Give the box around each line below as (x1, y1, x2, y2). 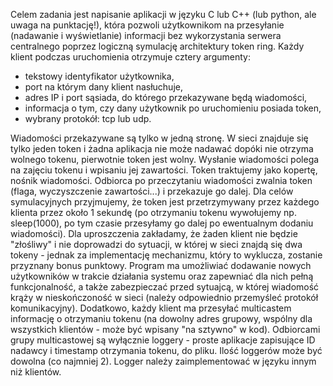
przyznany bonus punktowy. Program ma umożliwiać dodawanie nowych (10, 260, 312, 271)
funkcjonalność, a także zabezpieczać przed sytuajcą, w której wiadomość (10, 281, 320, 293)
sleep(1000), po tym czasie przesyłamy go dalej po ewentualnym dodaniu (10, 217, 314, 229)
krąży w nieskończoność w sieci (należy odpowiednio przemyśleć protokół (10, 292, 319, 303)
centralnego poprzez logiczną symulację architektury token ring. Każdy (10, 40, 305, 52)
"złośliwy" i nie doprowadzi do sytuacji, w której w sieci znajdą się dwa (10, 239, 303, 250)
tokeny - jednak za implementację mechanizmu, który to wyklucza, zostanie (10, 249, 323, 261)
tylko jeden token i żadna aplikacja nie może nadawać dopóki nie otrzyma (10, 143, 314, 154)
